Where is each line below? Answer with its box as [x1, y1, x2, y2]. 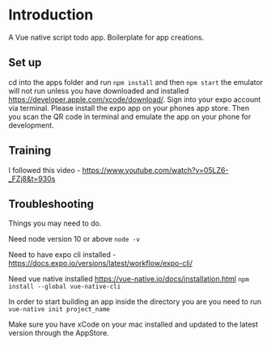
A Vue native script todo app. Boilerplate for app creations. [8, 32, 205, 42]
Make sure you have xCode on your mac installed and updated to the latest [8, 319, 259, 329]
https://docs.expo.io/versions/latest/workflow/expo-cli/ [8, 259, 193, 268]
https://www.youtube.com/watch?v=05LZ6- [82, 165, 229, 175]
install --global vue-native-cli [8, 283, 121, 291]
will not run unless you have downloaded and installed [8, 86, 189, 95]
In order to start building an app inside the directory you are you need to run [8, 297, 261, 306]
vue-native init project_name [8, 306, 111, 314]
